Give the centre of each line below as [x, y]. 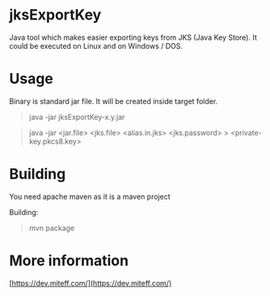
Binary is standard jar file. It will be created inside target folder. [114, 101]
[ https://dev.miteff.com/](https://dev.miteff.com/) [91, 283]
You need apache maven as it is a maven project [90, 196]
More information [69, 260]
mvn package [52, 228]
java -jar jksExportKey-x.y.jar [77, 117]
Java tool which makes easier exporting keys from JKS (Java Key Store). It [133, 37]
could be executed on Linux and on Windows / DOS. [96, 45]
